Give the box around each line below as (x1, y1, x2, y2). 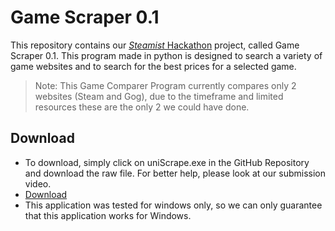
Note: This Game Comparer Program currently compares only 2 (34, 79, 297, 91)
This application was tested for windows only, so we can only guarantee (24, 199, 323, 211)
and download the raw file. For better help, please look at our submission (24, 167, 326, 179)
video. (24, 177, 52, 190)
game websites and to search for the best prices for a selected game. (10, 60, 297, 72)
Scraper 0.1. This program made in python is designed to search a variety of (10, 49, 323, 61)
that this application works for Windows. (24, 209, 192, 221)
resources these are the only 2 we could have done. (34, 101, 250, 113)
